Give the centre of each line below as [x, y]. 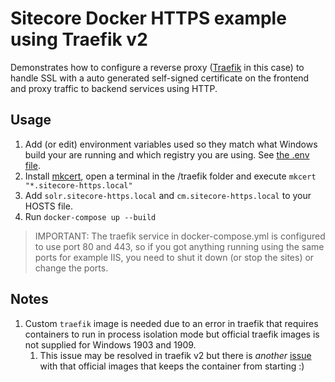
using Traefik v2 [79, 39]
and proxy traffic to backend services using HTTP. [114, 88]
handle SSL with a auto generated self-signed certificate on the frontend [160, 78]
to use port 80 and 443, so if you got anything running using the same [179, 246]
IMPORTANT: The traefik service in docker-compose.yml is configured [180, 236]
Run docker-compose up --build [90, 216]
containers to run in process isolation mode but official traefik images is [172, 334]
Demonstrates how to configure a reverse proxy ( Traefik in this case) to [157, 67]
